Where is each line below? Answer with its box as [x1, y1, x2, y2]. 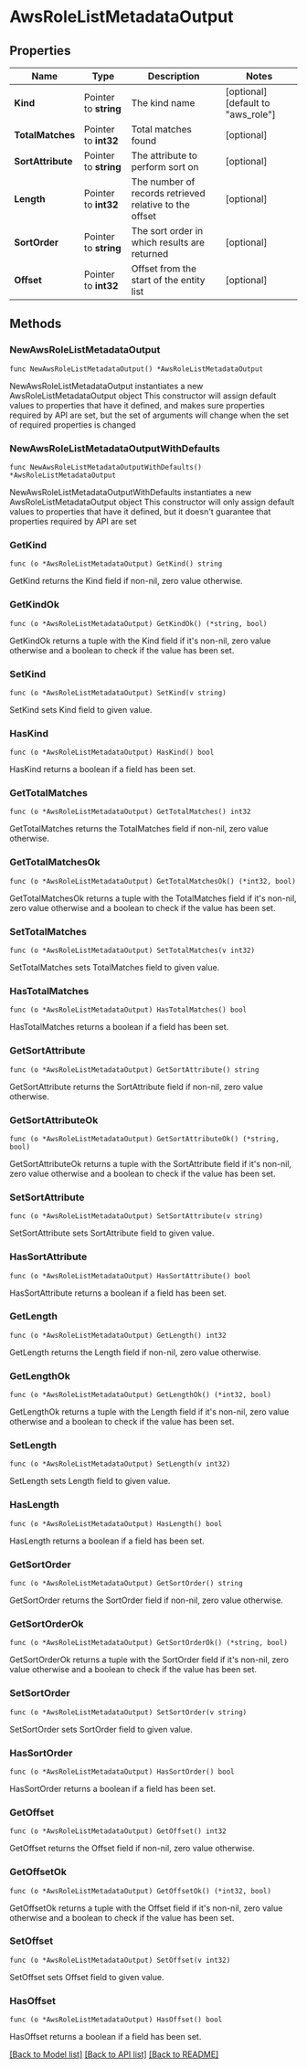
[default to [225, 97, 270, 109]
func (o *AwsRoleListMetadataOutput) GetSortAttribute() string [9, 1065, 259, 1075]
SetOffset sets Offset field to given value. [9, 1971, 164, 1982]
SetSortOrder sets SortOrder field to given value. [9, 1723, 194, 1734]
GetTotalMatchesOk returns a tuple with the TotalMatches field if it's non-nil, [9, 893, 297, 904]
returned [131, 248, 169, 260]
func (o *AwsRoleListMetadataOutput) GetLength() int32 [9, 1331, 227, 1340]
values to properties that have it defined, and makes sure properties [9, 399, 265, 410]
